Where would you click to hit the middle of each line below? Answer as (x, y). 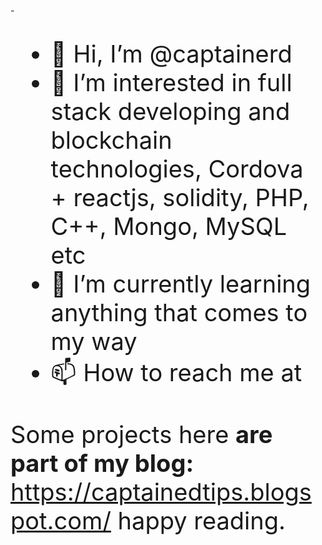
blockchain (111, 140)
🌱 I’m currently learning (181, 284)
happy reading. (201, 520)
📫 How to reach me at (176, 372)
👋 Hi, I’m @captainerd (171, 54)
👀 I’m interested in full (171, 82)
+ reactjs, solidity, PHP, (180, 197)
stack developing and (170, 111)
